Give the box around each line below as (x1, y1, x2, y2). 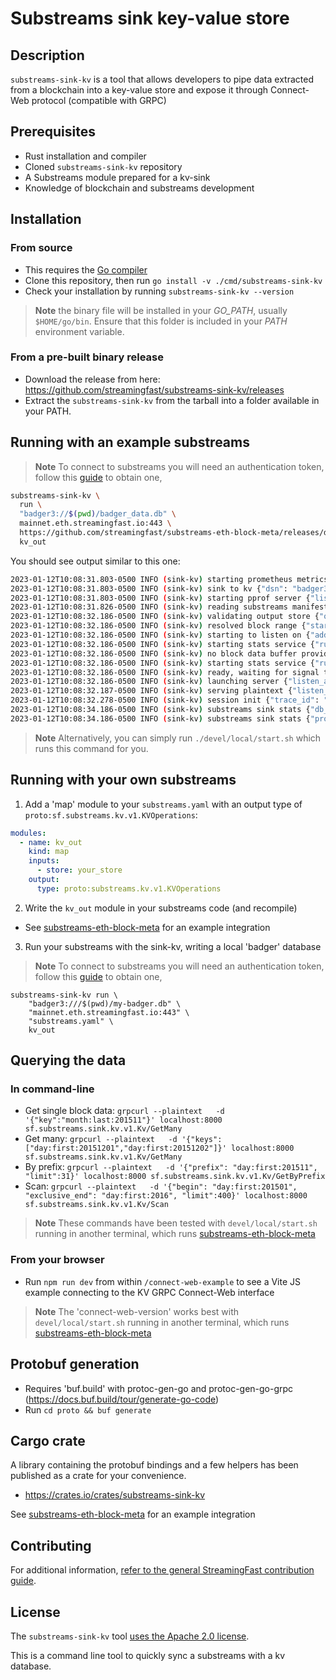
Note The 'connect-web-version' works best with (34, 1305, 240, 1317)
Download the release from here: (24, 373, 161, 385)
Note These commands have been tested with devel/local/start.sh (34, 1217, 318, 1229)
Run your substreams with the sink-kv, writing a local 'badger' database (24, 940, 322, 952)
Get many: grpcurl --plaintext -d (24, 1133, 178, 1145)
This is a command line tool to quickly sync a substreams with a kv (10, 1650, 286, 1662)
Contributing (10, 1537, 92, 1554)
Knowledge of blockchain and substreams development (24, 182, 255, 194)
